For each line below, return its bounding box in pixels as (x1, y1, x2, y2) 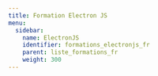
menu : (8, 19, 26, 27)
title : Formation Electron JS (8, 11, 108, 20)
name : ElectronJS (22, 33, 80, 42)
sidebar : (15, 26, 44, 34)
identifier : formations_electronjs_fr (22, 41, 150, 49)
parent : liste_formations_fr (22, 48, 118, 56)
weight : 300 (22, 56, 62, 64)
